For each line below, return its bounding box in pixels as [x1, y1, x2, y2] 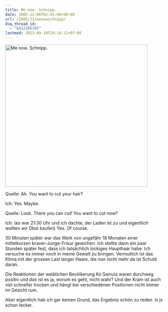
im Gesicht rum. [5, 287, 38, 293]
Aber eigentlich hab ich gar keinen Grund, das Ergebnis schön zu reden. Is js [5, 297, 163, 302]
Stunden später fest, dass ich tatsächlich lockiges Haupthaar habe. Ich [5, 245, 151, 251]
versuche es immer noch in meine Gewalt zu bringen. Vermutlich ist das [5, 251, 153, 256]
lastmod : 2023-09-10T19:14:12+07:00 [5, 30, 81, 35]
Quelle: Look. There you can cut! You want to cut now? [5, 210, 118, 216]
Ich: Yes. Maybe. [5, 200, 39, 206]
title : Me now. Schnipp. [5, 7, 57, 12]
